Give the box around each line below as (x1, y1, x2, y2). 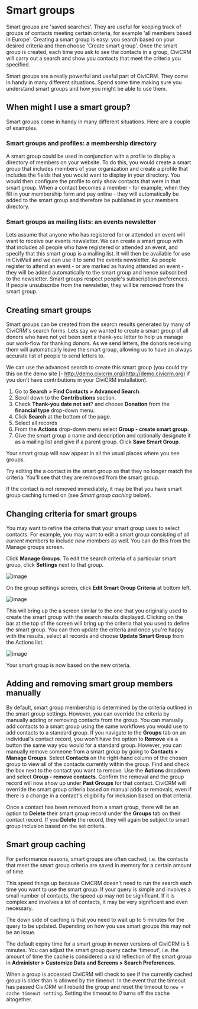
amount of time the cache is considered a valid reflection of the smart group (6, 953, 192, 960)
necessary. (6, 905, 34, 912)
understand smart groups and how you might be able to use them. (6, 85, 167, 92)
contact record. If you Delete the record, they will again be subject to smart (6, 816, 190, 823)
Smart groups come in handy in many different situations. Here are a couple (6, 118, 191, 125)
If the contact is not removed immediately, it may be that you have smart (6, 486, 182, 493)
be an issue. (6, 928, 36, 935)
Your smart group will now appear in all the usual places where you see (6, 450, 180, 457)
